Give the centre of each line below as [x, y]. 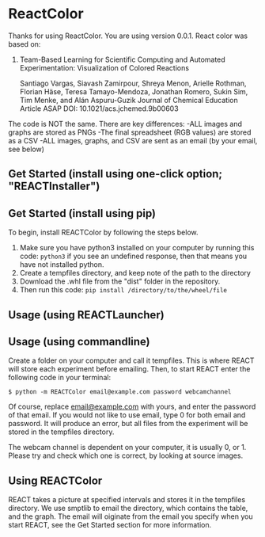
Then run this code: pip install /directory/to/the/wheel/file [123, 290]
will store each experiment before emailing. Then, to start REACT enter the [129, 369]
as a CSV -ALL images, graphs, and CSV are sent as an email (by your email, [133, 140]
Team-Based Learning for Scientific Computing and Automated [122, 59]
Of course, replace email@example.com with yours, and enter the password [132, 407]
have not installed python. [62, 265]
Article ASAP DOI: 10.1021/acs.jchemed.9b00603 [99, 109]
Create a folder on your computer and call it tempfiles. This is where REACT [131, 360]
